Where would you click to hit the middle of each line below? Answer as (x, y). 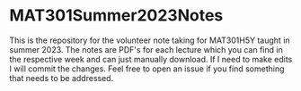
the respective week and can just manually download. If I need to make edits (151, 59)
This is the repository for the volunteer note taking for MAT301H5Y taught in (150, 40)
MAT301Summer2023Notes (116, 16)
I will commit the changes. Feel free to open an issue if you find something (147, 69)
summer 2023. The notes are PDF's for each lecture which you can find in (146, 49)
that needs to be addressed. (62, 78)
